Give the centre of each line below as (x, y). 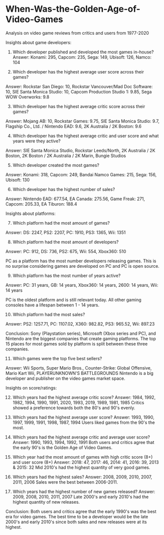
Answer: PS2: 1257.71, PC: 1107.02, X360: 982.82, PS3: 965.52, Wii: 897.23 (80, 324)
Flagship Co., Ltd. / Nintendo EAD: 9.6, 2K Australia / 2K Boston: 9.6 (74, 126)
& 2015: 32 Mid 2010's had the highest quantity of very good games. (81, 467)
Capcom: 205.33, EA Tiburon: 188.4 (41, 204)
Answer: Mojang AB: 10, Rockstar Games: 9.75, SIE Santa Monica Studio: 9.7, (82, 121)
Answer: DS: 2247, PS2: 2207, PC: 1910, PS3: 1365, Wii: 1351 (66, 232)
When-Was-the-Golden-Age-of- (73, 9)
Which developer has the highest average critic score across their (79, 106)
